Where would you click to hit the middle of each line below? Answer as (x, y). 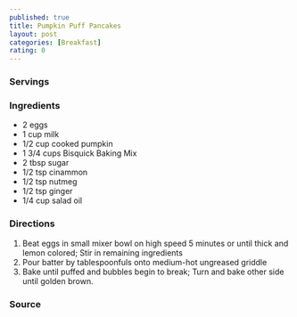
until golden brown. (58, 280)
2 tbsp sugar (45, 163)
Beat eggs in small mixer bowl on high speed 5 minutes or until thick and (155, 243)
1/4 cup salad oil (52, 200)
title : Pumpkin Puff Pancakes (66, 26)
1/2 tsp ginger (47, 191)
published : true (39, 17)
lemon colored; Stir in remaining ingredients (102, 252)
